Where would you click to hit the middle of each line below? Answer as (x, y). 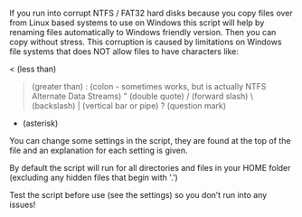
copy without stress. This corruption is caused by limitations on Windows (146, 42)
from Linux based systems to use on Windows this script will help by (137, 23)
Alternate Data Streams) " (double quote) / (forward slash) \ (142, 96)
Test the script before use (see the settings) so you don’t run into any (138, 195)
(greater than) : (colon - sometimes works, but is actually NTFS (149, 86)
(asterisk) (40, 123)
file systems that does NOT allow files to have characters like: (124, 52)
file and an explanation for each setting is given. (99, 150)
